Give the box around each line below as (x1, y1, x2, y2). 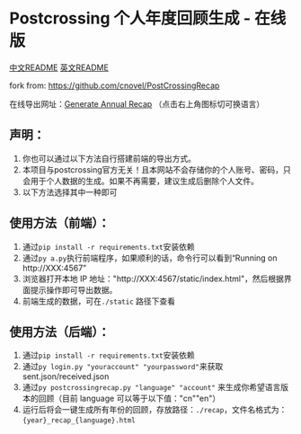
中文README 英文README (9, 62, 110, 73)
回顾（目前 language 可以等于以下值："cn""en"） (38, 393, 221, 404)
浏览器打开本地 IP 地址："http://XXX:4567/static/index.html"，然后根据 (22, 273, 285, 284)
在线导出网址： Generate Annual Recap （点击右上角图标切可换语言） (9, 98, 265, 109)
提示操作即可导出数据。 (30, 284, 118, 295)
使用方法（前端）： (9, 216, 111, 231)
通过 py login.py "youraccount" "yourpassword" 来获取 (22, 361, 224, 372)
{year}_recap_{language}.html (22, 416, 137, 425)
